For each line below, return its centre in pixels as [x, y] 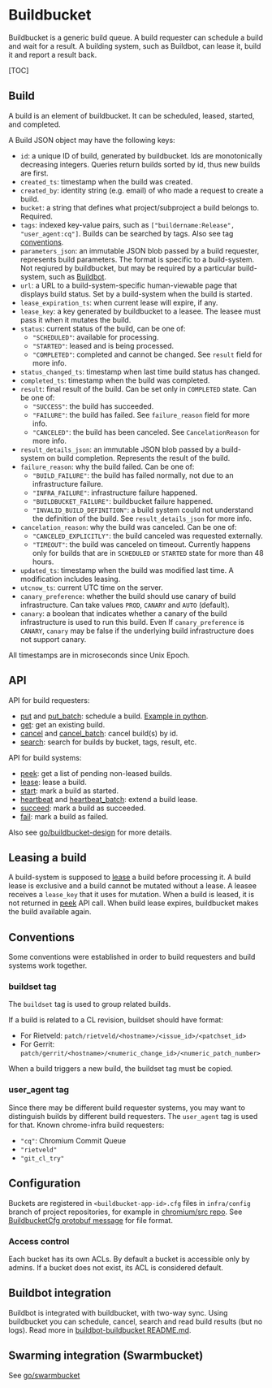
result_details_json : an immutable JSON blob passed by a [120, 449]
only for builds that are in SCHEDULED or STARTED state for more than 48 [148, 553]
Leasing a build [47, 858]
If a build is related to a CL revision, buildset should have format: [116, 1020]
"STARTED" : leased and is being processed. [103, 345]
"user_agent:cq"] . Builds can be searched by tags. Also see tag [127, 233]
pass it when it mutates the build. [76, 319]
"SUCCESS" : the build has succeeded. [93, 406]
